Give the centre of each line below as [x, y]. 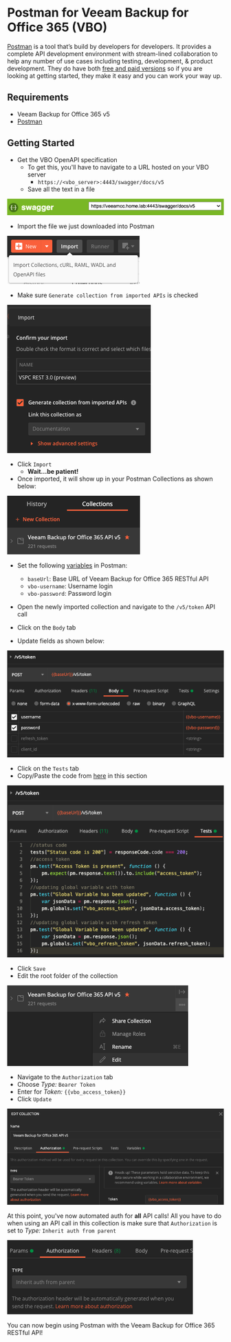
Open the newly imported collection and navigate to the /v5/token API [116, 607]
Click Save [31, 969]
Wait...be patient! [53, 472]
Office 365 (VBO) [57, 27]
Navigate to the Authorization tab [65, 1077]
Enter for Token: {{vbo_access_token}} [71, 1092]
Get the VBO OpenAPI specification [67, 159]
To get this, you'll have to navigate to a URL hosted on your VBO [118, 167]
